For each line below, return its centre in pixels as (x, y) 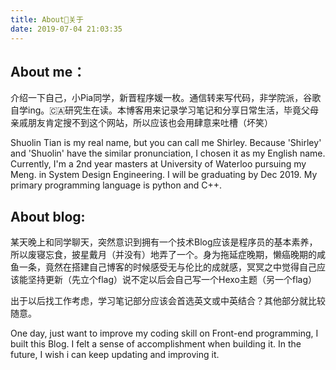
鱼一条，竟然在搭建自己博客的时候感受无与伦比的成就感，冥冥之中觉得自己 (163, 267)
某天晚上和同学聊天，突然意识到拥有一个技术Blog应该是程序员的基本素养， (164, 242)
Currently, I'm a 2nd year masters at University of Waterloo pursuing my (158, 164)
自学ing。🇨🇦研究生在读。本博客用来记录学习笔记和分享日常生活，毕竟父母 (165, 110)
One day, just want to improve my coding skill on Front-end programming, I (164, 333)
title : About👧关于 (47, 19)
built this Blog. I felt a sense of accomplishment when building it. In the (156, 344)
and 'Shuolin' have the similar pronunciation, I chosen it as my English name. (168, 153)
